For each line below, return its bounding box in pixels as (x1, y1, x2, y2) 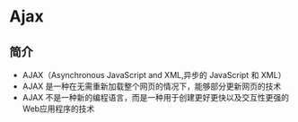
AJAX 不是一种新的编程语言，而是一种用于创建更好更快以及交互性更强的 (22, 92, 290, 102)
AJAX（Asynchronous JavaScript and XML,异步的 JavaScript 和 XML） (22, 70, 286, 80)
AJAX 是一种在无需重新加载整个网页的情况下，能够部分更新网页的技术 (22, 81, 282, 91)
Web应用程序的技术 (22, 103, 95, 114)
